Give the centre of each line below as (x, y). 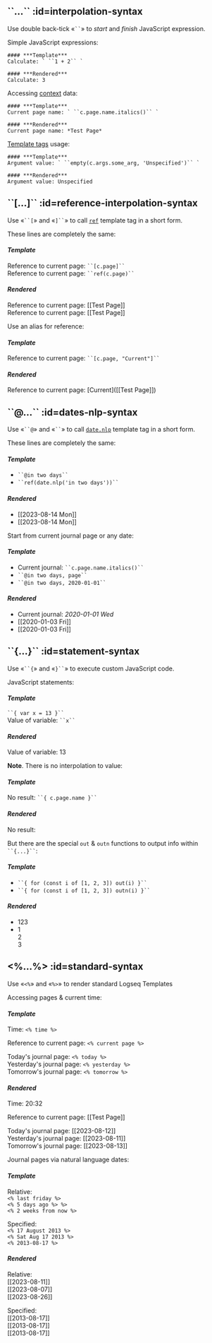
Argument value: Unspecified (50, 182)
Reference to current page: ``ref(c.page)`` (71, 273)
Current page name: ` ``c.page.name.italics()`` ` (83, 112)
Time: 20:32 (25, 1104)
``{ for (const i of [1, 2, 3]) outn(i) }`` (84, 891)
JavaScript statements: (41, 682)
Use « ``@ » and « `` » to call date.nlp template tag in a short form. (101, 430)
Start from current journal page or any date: (70, 536)
